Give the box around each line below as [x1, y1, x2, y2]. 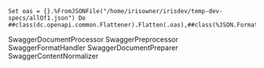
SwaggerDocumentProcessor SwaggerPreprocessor [8, 35, 178, 44]
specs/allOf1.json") [8, 14, 76, 22]
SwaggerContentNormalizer [8, 52, 99, 60]
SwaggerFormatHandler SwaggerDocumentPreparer [8, 43, 178, 52]
